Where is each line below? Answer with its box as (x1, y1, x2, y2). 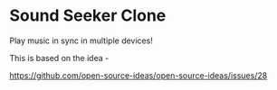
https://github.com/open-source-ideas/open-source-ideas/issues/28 (9, 69, 268, 81)
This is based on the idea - (9, 52, 110, 63)
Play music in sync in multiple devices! (9, 35, 154, 46)
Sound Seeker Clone (9, 5, 167, 26)
